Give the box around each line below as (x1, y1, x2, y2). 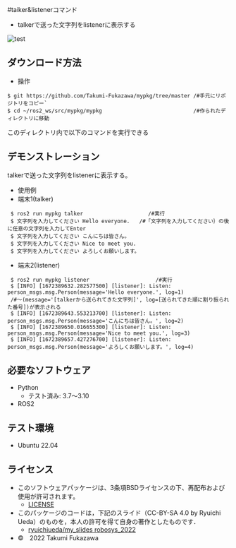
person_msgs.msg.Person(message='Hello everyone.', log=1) (7, 288, 185, 296)
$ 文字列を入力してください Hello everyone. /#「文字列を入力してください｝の (10, 218, 224, 225)
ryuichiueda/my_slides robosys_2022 (27, 525, 136, 534)
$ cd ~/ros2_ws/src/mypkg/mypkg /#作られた (7, 107, 221, 114)
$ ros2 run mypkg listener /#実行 (10, 276, 173, 283)
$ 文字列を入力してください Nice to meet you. (10, 240, 137, 247)
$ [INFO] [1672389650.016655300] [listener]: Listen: (10, 323, 172, 330)
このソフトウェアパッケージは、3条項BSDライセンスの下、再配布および (17, 484, 225, 492)
